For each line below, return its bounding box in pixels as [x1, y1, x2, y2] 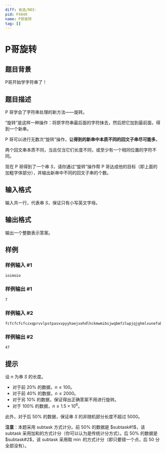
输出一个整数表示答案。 [5, 230, 53, 236]
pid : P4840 [5, 12, 28, 17]
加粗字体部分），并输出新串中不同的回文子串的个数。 [5, 170, 111, 176]
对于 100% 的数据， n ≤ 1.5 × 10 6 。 [12, 402, 83, 409]
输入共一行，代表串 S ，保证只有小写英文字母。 [5, 200, 100, 205]
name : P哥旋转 [5, 16, 32, 21]
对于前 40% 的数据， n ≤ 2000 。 [12, 391, 79, 397]
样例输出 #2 [5, 333, 34, 340]
